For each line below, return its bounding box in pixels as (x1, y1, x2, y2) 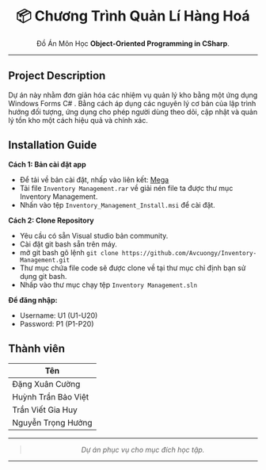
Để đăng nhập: (8, 295, 58, 304)
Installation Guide (8, 139, 97, 152)
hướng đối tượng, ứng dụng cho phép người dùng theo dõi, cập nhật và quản (8, 107, 258, 117)
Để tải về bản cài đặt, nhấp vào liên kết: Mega (19, 174, 169, 184)
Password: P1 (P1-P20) (19, 319, 94, 328)
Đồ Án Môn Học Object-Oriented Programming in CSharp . (36, 38, 230, 48)
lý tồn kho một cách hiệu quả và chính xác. (8, 115, 148, 124)
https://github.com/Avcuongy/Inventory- (121, 249, 257, 257)
